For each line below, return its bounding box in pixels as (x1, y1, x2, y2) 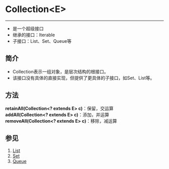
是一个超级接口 (12, 25, 44, 31)
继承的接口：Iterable (12, 32, 55, 38)
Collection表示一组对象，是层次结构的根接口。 (12, 68, 109, 74)
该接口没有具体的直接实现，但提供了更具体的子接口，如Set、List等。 (12, 74, 155, 81)
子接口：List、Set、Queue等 (12, 38, 72, 44)
